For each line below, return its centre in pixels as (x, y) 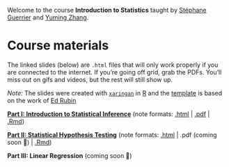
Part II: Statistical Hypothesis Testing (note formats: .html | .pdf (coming (112, 134)
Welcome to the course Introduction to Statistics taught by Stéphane (107, 10)
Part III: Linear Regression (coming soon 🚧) (70, 155)
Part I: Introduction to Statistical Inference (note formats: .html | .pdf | (109, 113)
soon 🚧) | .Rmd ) (30, 142)
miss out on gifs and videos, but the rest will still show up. (90, 79)
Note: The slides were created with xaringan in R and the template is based (115, 93)
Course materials (58, 46)
